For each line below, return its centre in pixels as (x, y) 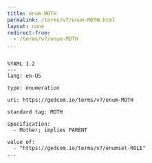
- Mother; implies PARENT (51, 130)
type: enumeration (33, 88)
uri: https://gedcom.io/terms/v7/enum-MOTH (70, 100)
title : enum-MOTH (32, 13)
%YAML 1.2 (21, 64)
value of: (21, 142)
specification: (29, 124)
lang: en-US (24, 76)
